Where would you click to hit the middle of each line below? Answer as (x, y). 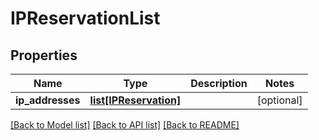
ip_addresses (48, 100)
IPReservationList (85, 18)
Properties (44, 55)
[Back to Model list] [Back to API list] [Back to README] (125, 125)
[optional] (279, 100)
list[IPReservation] (135, 100)
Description (219, 83)
